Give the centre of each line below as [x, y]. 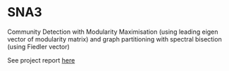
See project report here [41, 60]
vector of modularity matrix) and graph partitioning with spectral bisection [114, 39]
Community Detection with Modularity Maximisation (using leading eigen [113, 32]
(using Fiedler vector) [39, 46]
